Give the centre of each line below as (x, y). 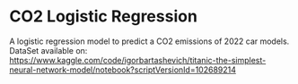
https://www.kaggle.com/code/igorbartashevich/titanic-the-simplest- (138, 60)
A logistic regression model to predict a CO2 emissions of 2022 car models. (149, 41)
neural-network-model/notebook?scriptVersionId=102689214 (123, 70)
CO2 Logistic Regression (103, 17)
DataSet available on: (48, 50)
